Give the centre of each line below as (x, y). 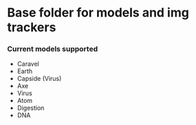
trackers (32, 27)
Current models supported (53, 49)
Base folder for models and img (98, 13)
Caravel (28, 64)
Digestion (31, 108)
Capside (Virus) (39, 79)
